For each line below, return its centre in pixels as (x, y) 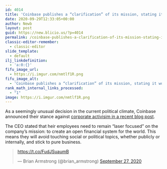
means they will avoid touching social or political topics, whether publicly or (83, 137)
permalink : (16, 38)
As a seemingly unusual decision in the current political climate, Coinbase (81, 112)
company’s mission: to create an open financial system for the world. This (81, 131)
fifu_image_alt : (22, 79)
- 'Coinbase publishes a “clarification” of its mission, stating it (83, 83)
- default (20, 56)
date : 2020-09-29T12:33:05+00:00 (40, 19)
